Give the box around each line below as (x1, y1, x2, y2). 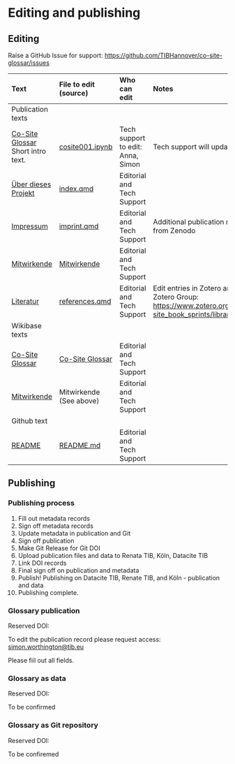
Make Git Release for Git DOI (17, 543, 100, 552)
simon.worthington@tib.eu (8, 642, 84, 651)
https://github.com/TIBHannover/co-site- (104, 51, 222, 59)
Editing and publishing (8, 5, 141, 21)
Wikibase (11, 321, 43, 330)
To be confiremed (8, 749, 59, 758)
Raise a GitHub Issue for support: (8, 51, 103, 59)
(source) (59, 89, 89, 98)
